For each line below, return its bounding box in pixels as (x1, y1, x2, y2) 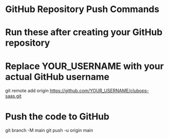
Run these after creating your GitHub (5, 27, 163, 38)
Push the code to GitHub (5, 111, 109, 122)
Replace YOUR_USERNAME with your (5, 60, 164, 72)
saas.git (5, 93, 22, 99)
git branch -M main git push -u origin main (5, 127, 93, 133)
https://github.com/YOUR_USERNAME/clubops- (49, 88, 149, 94)
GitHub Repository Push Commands (5, 4, 160, 15)
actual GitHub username (5, 71, 109, 83)
